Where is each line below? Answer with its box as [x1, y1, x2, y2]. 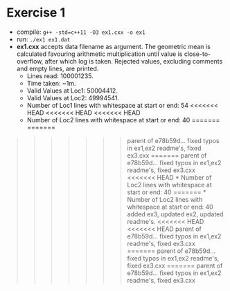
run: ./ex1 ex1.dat [16, 35, 71, 43]
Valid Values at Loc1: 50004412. [26, 86, 118, 95]
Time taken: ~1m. [26, 79, 76, 87]
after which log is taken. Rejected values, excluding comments [44, 57, 223, 65]
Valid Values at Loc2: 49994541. [26, 93, 119, 102]
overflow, [16, 57, 44, 65]
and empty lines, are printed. [16, 64, 99, 73]
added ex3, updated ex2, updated [127, 209, 224, 218]
